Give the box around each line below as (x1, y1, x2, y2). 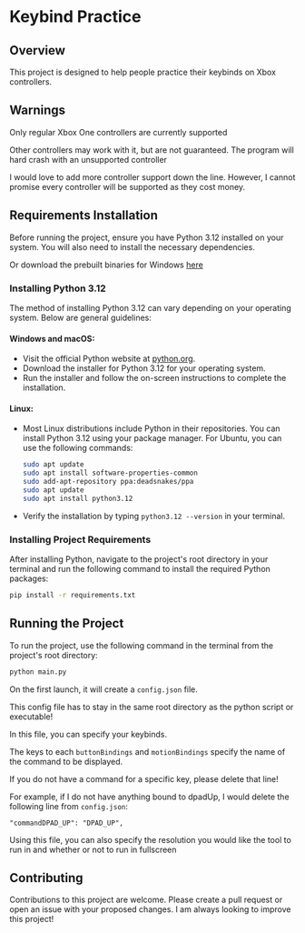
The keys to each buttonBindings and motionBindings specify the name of (9, 746, 286, 757)
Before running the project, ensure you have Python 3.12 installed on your (9, 232, 284, 243)
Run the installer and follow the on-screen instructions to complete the (22, 373, 287, 384)
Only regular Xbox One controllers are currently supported (9, 126, 228, 137)
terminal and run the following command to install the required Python (9, 564, 271, 574)
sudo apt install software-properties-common (22, 468, 198, 478)
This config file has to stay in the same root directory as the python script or (9, 701, 294, 712)
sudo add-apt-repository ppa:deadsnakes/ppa (22, 477, 194, 487)
